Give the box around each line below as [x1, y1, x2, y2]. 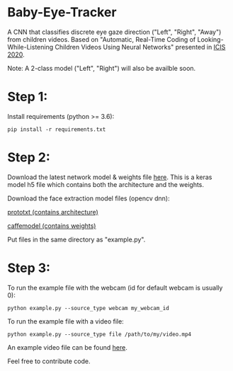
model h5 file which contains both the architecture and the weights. [7, 180, 204, 188]
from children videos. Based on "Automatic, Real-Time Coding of [7, 35, 196, 43]
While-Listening [7, 42, 54, 51]
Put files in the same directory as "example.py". [7, 235, 146, 244]
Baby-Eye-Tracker [7, 4, 117, 21]
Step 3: [7, 260, 51, 276]
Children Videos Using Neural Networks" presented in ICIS [55, 42, 226, 51]
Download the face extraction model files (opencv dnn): [7, 194, 170, 202]
